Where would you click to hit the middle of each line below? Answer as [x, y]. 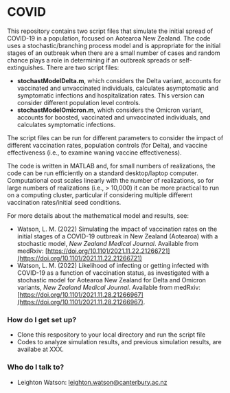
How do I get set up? [42, 319]
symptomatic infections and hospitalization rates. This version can [111, 95]
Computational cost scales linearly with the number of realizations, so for [111, 180]
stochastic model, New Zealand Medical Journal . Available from [108, 243]
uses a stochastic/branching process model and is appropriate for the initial [114, 45]
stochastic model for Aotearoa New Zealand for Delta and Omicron [111, 280]
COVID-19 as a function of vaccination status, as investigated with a [113, 273]
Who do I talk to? [36, 367]
